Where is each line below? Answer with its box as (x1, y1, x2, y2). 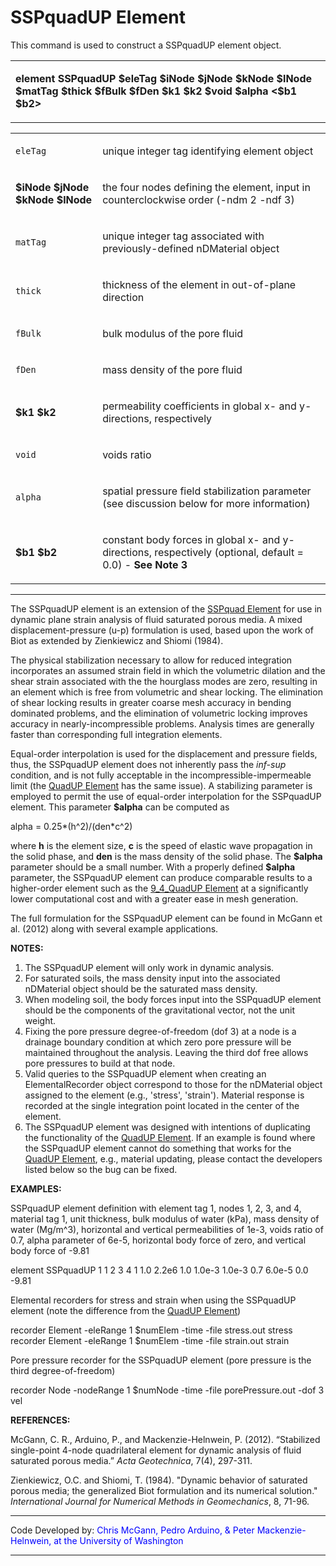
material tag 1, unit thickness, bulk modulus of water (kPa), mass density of (10, 1212, 320, 1225)
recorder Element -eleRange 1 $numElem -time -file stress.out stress (10, 1324, 293, 1336)
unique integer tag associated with (102, 229, 265, 243)
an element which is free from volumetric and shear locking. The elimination (10, 686, 323, 698)
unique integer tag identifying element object (102, 144, 314, 158)
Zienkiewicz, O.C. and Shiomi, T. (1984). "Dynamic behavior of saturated (10, 1474, 308, 1486)
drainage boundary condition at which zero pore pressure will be (24, 1036, 292, 1048)
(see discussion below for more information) (102, 496, 311, 510)
